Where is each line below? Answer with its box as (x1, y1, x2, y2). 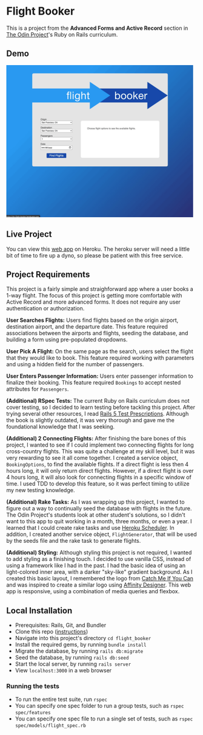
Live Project (6, 229, 53, 240)
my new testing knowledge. (6, 487, 75, 494)
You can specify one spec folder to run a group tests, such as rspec (15, 702, 184, 709)
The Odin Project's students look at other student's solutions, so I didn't (6, 511, 185, 518)
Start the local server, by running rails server (15, 660, 131, 667)
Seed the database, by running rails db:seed (15, 654, 129, 661)
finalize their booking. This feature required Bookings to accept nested (6, 379, 181, 386)
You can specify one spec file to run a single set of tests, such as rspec (15, 715, 193, 722)
